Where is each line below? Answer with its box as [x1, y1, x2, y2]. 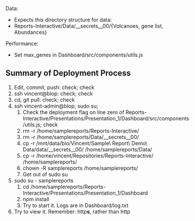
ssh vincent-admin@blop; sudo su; [13, 102, 98, 109]
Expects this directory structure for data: [13, 16, 112, 23]
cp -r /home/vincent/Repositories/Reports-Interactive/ [22, 152, 153, 159]
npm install [22, 195, 49, 202]
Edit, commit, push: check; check [13, 84, 95, 91]
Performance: [5, 40, 39, 47]
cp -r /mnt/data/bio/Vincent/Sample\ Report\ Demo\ [22, 140, 148, 147]
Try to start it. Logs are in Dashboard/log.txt [22, 202, 129, 209]
